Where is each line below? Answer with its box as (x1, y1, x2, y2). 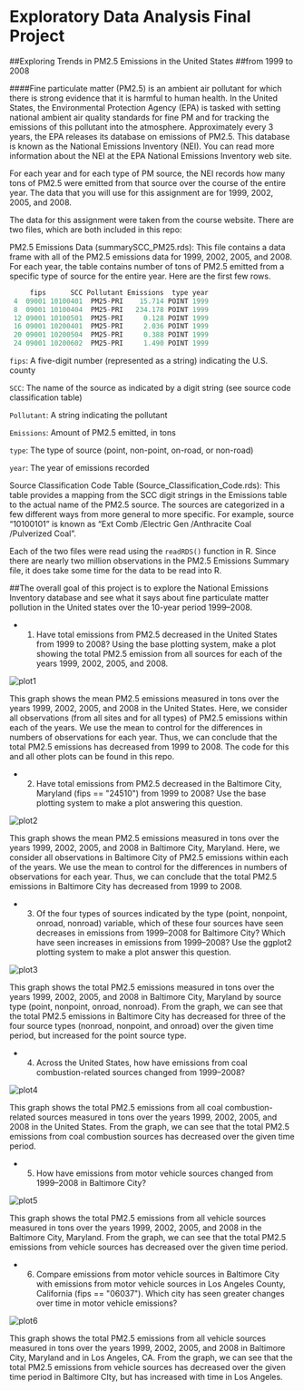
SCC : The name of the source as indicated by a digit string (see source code (9, 383, 291, 394)
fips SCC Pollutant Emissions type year (29, 288, 209, 297)
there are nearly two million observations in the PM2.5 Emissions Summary (9, 555, 289, 566)
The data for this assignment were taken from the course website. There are (9, 214, 295, 225)
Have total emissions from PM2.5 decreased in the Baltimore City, (35, 779, 282, 789)
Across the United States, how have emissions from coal (35, 1057, 248, 1068)
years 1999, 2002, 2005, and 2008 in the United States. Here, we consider (9, 703, 288, 714)
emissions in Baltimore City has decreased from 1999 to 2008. (9, 881, 242, 892)
